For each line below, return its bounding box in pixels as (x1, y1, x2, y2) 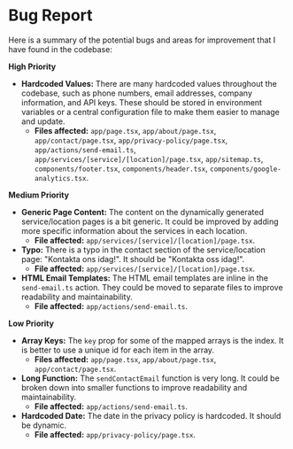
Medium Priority (8, 190, 70, 200)
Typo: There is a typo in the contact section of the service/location (20, 244, 266, 255)
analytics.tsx (34, 174, 87, 182)
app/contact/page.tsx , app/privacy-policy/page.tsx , (34, 135, 228, 145)
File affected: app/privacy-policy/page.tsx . (34, 429, 197, 439)
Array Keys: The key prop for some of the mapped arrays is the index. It (20, 335, 284, 345)
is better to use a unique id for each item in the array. (20, 344, 214, 355)
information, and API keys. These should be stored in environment (20, 97, 263, 107)
